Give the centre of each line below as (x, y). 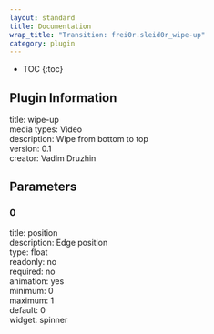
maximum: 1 (32, 300)
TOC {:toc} (43, 69)
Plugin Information (63, 98)
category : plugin (42, 43)
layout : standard (42, 18)
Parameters (43, 187)
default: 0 (27, 309)
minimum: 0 (31, 290)
